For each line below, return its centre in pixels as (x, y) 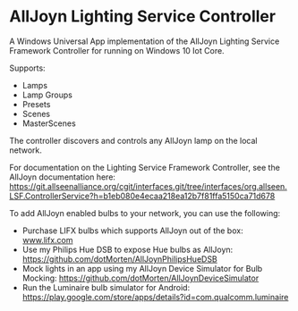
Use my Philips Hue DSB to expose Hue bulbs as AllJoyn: (128, 249)
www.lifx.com (47, 240)
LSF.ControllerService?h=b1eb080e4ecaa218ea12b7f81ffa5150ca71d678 (142, 196)
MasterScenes (49, 123)
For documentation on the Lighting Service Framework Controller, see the (145, 167)
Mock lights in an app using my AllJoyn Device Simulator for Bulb (142, 268)
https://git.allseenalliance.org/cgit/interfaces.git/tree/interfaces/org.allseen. (149, 186)
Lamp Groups (47, 95)
